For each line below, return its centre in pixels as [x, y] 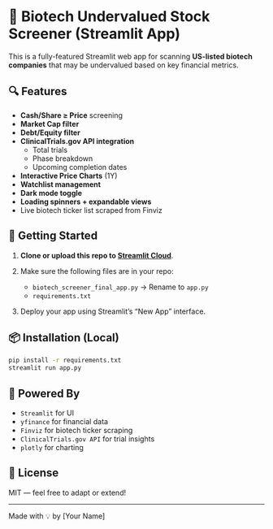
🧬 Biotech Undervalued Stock [109, 17]
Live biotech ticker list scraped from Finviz [91, 210]
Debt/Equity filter [50, 132]
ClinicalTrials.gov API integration [77, 141]
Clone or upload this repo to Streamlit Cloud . [97, 255]
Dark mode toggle [51, 193]
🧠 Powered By [44, 393]
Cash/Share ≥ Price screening [71, 115]
